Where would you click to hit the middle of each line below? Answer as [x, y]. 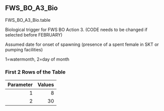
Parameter [20, 85]
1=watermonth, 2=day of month [37, 59]
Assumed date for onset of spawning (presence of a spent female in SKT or [82, 44]
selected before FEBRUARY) [34, 35]
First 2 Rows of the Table [35, 72]
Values [46, 85]
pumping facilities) [24, 49]
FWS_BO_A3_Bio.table [28, 20]
